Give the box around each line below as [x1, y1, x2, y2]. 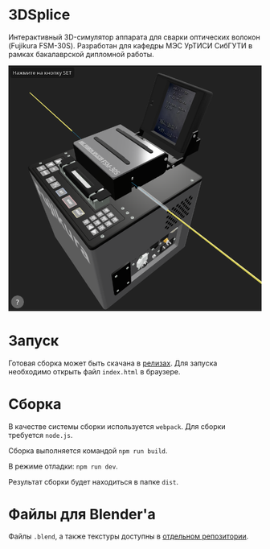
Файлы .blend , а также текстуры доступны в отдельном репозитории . [8, 531, 249, 541]
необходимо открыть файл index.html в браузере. [8, 366, 181, 376]
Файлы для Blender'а [8, 505, 157, 523]
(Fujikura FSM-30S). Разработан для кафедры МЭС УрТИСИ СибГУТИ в [8, 40, 253, 50]
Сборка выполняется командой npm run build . [8, 445, 168, 456]
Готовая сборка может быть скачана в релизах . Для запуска [8, 358, 218, 368]
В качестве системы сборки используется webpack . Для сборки [8, 421, 227, 431]
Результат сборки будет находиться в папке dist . [8, 477, 179, 486]
